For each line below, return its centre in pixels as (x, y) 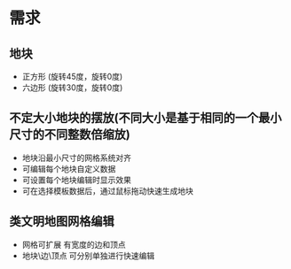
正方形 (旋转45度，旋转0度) (72, 77)
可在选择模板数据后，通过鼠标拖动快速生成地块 (107, 190)
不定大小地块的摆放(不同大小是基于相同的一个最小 (145, 118)
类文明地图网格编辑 (62, 222)
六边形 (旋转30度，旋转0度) (72, 88)
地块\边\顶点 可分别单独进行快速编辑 (88, 255)
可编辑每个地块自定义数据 (69, 168)
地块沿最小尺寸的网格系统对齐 (76, 158)
